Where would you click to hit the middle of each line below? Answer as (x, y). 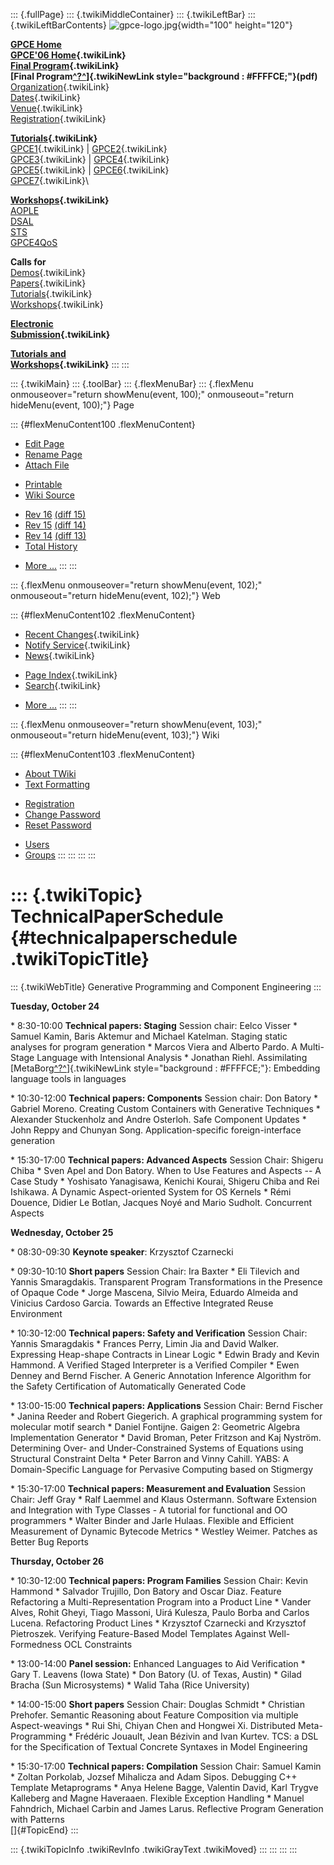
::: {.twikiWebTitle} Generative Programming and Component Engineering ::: (166, 986)
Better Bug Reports (49, 1541)
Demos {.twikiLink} (48, 272)
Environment (36, 1313)
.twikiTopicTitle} (80, 959)
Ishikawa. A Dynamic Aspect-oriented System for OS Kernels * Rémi (151, 1191)
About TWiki (50, 773)
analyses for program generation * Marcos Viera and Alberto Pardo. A (154, 1046)
